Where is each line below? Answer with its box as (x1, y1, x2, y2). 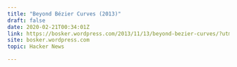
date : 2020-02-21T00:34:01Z (7, 23, 90, 30)
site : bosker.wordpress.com (7, 37, 90, 44)
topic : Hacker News (7, 43, 65, 50)
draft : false (7, 17, 46, 24)
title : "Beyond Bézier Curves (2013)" (7, 10, 121, 18)
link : (7, 30, 23, 37)
